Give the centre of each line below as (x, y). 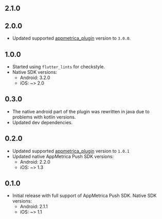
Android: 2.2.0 (35, 162)
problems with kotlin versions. (44, 117)
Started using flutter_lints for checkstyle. (59, 67)
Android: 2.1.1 (34, 207)
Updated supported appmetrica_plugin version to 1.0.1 (71, 151)
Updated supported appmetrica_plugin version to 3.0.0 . (71, 38)
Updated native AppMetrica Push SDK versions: (63, 156)
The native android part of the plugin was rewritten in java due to (81, 111)
